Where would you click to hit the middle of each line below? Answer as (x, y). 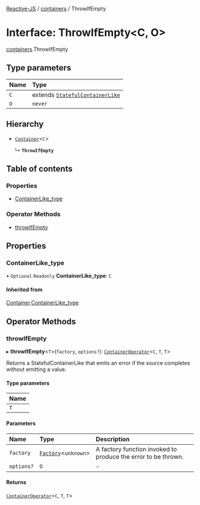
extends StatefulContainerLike (76, 95)
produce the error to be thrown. (140, 457)
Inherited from (24, 289)
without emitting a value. (36, 370)
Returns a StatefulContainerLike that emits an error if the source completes (98, 363)
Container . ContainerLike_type (43, 303)
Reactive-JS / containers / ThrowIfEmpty (56, 9)
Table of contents (39, 168)
